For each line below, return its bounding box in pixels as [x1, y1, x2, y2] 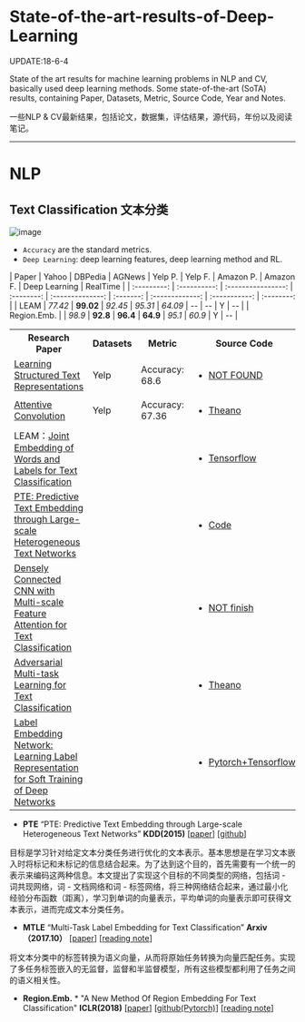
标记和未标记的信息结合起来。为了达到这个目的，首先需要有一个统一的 [33, 858, 296, 869]
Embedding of [14, 441, 74, 454]
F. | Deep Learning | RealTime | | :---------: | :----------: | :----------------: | [9, 280, 293, 291]
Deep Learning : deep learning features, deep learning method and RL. [22, 253, 283, 264]
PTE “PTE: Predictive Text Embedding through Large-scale [22, 819, 243, 830]
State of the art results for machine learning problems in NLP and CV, [9, 73, 268, 84]
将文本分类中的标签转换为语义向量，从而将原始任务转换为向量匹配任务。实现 [9, 951, 296, 963]
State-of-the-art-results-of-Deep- [9, 6, 275, 27]
